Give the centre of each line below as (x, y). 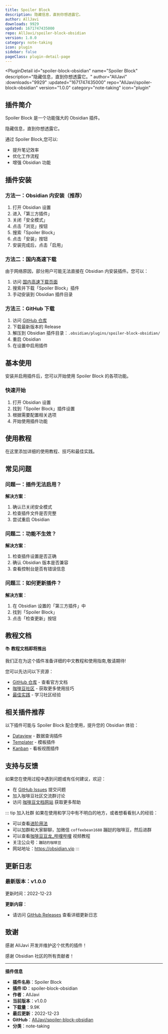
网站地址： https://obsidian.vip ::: (46, 849)
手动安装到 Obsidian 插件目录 (42, 294)
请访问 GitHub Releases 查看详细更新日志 (55, 914)
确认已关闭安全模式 (32, 507)
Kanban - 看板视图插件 (36, 749)
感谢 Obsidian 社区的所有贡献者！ (40, 956)
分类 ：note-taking (31, 1026)
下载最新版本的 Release (36, 327)
